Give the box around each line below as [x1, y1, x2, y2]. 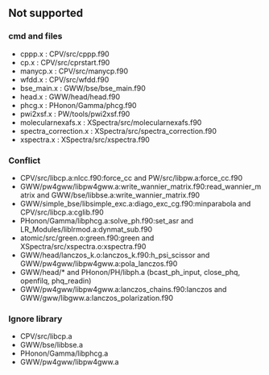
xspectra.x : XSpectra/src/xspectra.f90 [19, 135, 151, 144]
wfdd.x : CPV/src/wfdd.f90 [19, 74, 110, 84]
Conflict [8, 155, 41, 166]
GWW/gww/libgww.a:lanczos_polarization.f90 [19, 293, 173, 302]
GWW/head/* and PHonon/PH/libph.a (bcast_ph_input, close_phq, [19, 267, 240, 277]
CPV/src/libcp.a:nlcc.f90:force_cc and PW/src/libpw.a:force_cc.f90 [19, 173, 243, 182]
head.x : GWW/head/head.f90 [19, 92, 121, 102]
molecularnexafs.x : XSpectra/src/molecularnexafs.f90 [19, 117, 202, 127]
